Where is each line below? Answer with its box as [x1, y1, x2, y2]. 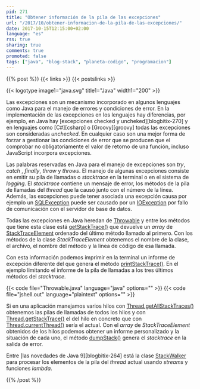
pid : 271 [6, 8, 28, 15]
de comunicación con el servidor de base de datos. [6, 205, 132, 212]
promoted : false [6, 53, 46, 59]
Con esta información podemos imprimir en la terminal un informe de [6, 253, 176, 261]
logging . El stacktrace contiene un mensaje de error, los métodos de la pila [6, 180, 190, 187]
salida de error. [6, 340, 43, 347]
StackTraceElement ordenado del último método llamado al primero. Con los [6, 229, 193, 237]
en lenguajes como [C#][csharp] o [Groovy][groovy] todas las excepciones [6, 124, 190, 131]
